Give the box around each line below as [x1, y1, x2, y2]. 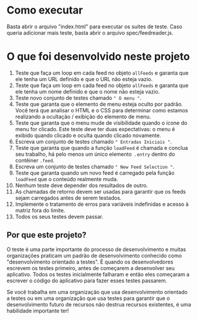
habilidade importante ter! [6, 307, 69, 314]
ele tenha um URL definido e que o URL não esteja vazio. [15, 75, 153, 82]
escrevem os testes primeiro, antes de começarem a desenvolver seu [6, 264, 175, 271]
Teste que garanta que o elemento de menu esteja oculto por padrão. [15, 101, 184, 108]
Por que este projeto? [6, 230, 87, 240]
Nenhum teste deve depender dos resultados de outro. [15, 182, 148, 189]
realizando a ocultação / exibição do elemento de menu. [15, 113, 151, 120]
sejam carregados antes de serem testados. [15, 194, 122, 201]
